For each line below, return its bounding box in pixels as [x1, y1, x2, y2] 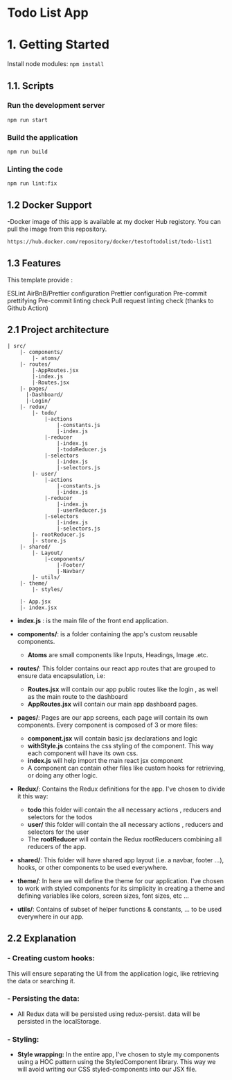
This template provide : [7, 276, 73, 284]
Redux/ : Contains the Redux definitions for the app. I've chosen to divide [17, 784, 226, 793]
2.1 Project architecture [7, 324, 109, 336]
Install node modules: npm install [7, 60, 105, 68]
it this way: [17, 791, 48, 800]
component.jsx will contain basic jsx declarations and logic [27, 734, 198, 742]
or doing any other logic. [27, 771, 98, 780]
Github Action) [7, 304, 48, 312]
